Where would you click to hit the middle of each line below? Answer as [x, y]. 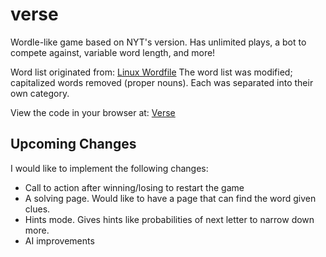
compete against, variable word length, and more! [113, 52]
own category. [40, 93]
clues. [37, 209]
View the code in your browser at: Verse [93, 112]
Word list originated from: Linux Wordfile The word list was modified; [151, 72]
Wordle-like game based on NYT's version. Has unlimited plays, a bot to [158, 42]
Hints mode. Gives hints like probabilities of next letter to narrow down [169, 219]
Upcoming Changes [73, 144]
